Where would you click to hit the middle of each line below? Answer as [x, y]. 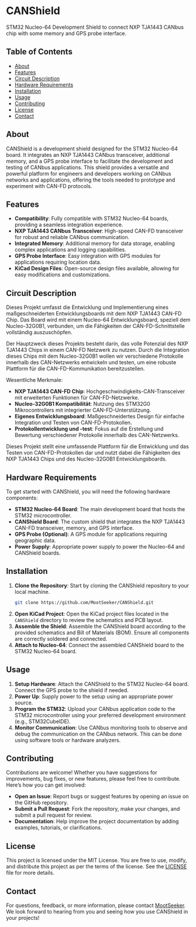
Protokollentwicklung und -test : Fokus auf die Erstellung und [89, 429]
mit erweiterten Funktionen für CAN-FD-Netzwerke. [77, 398]
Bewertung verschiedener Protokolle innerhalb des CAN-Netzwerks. [97, 435]
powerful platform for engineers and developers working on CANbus [89, 173]
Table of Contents [39, 52]
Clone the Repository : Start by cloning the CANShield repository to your [102, 585]
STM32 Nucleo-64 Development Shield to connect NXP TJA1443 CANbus [95, 27]
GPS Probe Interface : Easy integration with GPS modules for [87, 256]
